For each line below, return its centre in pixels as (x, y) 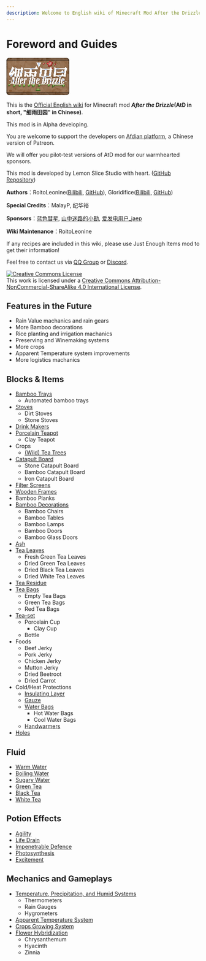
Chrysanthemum (45, 939)
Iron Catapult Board (49, 479)
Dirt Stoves (38, 413)
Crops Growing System (44, 926)
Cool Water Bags (55, 720)
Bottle (32, 635)
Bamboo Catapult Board (55, 472)
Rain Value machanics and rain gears (62, 321)
